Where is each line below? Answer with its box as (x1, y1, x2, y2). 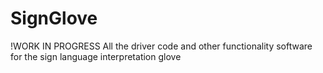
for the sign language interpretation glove (10, 50, 182, 62)
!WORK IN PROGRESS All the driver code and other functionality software (10, 40, 313, 52)
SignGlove (10, 7, 98, 30)
